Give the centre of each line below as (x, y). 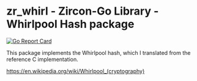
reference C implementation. (42, 59)
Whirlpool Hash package (70, 24)
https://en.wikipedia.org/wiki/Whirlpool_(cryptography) (76, 71)
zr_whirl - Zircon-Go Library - (83, 11)
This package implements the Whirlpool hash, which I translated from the (98, 52)
